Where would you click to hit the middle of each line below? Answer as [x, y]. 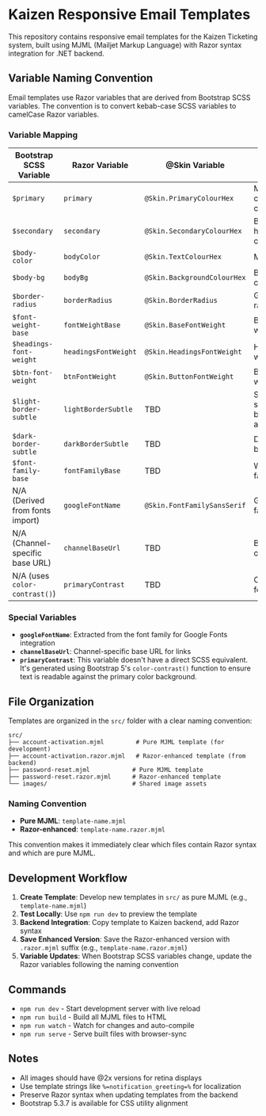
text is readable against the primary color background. [108, 677]
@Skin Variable [196, 166]
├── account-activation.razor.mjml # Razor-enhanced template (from [127, 756]
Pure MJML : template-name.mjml [73, 821]
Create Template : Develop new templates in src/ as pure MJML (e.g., [133, 897]
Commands [38, 990]
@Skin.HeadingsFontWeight [193, 352]
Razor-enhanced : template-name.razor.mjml [92, 829]
